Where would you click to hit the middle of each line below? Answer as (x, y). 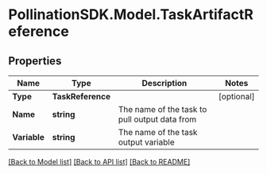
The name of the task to (163, 109)
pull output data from (157, 119)
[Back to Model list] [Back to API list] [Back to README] (99, 162)
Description (164, 83)
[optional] (236, 97)
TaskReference (81, 97)
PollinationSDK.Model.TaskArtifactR (131, 15)
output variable (146, 142)
